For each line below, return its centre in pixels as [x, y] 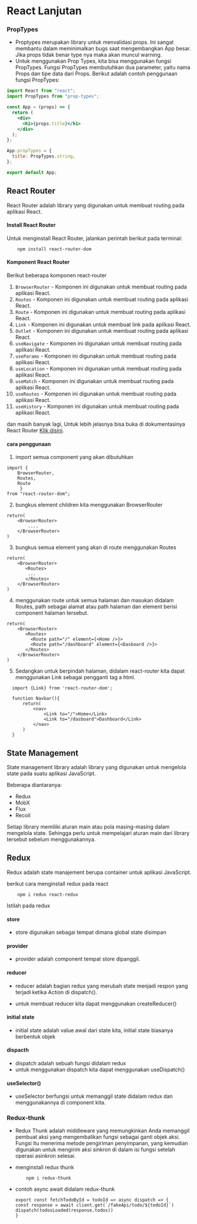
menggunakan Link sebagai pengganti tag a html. [75, 677]
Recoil [23, 815]
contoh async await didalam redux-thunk [65, 1189]
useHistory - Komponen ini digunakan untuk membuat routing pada [97, 406]
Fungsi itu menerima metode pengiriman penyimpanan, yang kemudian [101, 1143]
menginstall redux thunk [45, 1167]
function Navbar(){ [36, 699]
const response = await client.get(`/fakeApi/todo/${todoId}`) [95, 1205]
